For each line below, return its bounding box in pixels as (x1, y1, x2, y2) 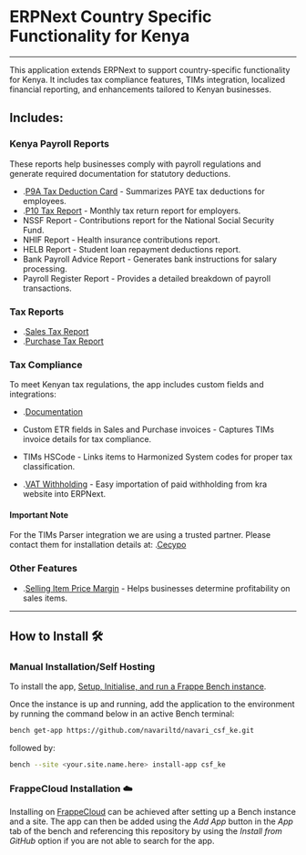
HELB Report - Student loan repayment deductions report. (22, 243, 241, 254)
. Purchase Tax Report (22, 335, 105, 346)
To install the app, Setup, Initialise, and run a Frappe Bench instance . (9, 681, 267, 692)
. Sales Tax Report (22, 325, 89, 336)
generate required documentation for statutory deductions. (9, 168, 230, 179)
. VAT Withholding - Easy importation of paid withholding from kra (22, 479, 268, 489)
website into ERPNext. (22, 489, 107, 500)
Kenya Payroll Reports (9, 138, 109, 150)
